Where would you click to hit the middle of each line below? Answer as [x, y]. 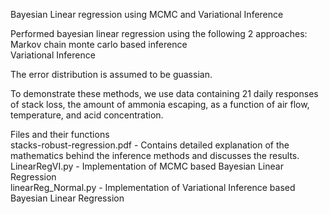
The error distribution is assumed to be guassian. [111, 74]
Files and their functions [60, 134]
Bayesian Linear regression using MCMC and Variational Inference [147, 14]
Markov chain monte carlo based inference [99, 44]
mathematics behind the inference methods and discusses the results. [155, 155]
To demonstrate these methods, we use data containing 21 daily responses [164, 93]
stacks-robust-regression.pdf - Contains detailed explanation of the [150, 145]
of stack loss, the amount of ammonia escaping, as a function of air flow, [160, 104]
